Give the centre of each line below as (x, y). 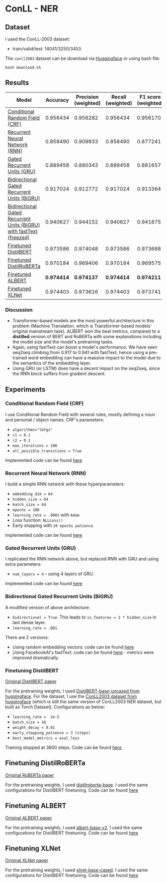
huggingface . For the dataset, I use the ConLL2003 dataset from (71, 696)
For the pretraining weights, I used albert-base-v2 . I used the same (74, 827)
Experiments (25, 389)
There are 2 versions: (27, 637)
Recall (119, 97)
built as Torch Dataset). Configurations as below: (55, 707)
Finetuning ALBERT (36, 806)
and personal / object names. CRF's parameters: (55, 420)
